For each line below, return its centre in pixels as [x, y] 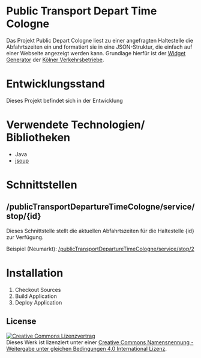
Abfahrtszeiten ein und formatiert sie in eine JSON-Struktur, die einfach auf [99, 47]
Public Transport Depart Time [82, 11]
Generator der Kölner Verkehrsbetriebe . [55, 59]
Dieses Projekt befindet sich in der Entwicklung [64, 100]
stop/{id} [24, 217]
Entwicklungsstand [55, 84]
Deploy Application [38, 302]
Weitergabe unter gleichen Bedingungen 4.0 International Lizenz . [86, 348]
